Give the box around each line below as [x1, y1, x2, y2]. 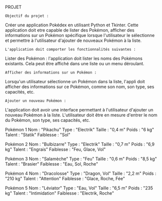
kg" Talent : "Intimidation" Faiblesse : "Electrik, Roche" [5, 190, 114, 196]
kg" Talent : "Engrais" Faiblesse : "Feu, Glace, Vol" [5, 146, 106, 152]
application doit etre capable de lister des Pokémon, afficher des [5, 27, 135, 33]
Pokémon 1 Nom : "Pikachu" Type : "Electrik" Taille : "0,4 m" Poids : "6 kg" [5, 127, 154, 132]
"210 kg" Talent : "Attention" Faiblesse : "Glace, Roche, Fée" [5, 176, 125, 182]
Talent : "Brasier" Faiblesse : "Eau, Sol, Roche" [5, 161, 98, 167]
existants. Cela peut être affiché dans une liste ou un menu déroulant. [5, 61, 144, 66]
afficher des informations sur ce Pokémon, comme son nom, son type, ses [5, 84, 155, 90]
